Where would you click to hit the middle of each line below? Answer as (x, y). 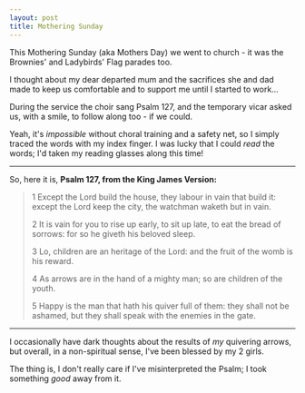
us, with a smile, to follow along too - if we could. (101, 116)
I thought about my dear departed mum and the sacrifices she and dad (142, 79)
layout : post (34, 18)
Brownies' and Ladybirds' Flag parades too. (91, 62)
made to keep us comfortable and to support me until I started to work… (144, 89)
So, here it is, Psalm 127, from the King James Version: (113, 179)
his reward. (53, 260)
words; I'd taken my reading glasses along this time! (107, 153)
